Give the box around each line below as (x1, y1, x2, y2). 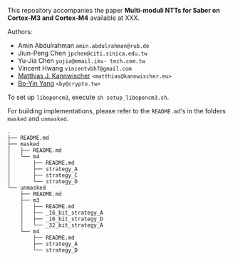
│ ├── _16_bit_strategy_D (20, 215, 103, 222)
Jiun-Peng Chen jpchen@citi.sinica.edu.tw (17, 49, 147, 57)
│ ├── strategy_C (7, 172, 78, 179)
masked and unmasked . (7, 114, 69, 123)
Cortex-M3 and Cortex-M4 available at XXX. (7, 14, 140, 22)
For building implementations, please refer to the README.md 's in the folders (7, 107, 226, 115)
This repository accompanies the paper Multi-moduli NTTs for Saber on (7, 6, 220, 14)
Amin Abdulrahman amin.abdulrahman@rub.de (17, 41, 150, 49)
